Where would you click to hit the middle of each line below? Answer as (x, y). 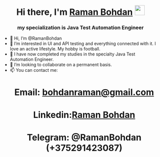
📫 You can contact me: (34, 70)
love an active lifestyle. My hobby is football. (55, 49)
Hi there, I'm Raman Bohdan (75, 12)
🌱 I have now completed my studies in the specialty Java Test (73, 54)
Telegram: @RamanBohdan (84, 137)
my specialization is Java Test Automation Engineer (80, 28)
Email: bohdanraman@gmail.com (84, 92)
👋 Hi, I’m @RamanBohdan (36, 38)
